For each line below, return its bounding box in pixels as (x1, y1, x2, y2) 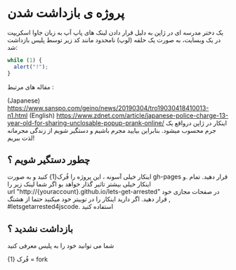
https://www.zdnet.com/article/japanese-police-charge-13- (55, 111, 229, 120)
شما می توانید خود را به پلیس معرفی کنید (7, 241, 114, 250)
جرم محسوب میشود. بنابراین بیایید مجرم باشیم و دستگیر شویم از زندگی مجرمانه (7, 126, 216, 134)
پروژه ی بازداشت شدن (7, 5, 125, 21)
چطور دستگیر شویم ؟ (7, 153, 91, 166)
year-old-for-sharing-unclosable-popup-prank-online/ (7, 118, 165, 127)
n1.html (7, 111, 28, 120)
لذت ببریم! (7, 134, 35, 142)
